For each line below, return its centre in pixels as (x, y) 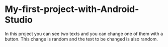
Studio (19, 20)
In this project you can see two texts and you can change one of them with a (84, 33)
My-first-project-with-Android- (72, 9)
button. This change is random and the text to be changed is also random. (81, 39)
